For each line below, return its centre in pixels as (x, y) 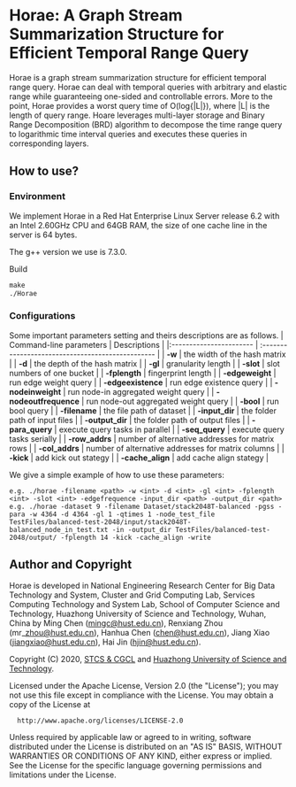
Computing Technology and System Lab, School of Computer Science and (144, 605)
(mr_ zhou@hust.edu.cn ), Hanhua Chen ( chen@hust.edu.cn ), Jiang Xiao (140, 633)
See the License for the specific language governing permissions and (136, 766)
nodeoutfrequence (44, 401)
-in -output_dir (142, 529)
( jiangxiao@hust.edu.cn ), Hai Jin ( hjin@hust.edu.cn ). (105, 642)
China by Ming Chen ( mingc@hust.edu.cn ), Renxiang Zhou (116, 623)
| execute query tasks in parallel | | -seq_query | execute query (169, 429)
